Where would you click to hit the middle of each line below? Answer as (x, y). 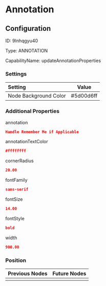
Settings (16, 74)
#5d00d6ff (84, 96)
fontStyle (15, 218)
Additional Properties (33, 111)
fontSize (14, 199)
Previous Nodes (28, 274)
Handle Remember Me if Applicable (42, 132)
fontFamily (16, 180)
